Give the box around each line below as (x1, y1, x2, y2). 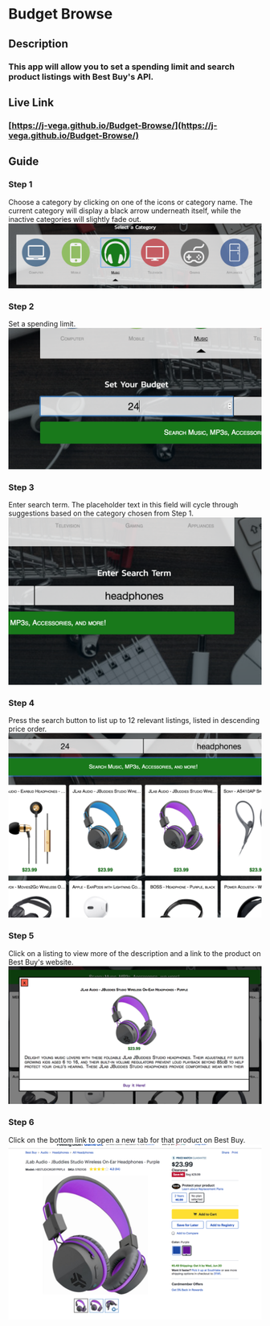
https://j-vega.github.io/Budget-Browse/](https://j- (11, 120, 218, 131)
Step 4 (8, 697, 35, 708)
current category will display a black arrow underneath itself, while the (8, 206, 241, 216)
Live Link (8, 96, 55, 109)
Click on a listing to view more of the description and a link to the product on (8, 948, 261, 958)
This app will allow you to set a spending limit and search (8, 61, 235, 72)
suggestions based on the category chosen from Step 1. (8, 508, 194, 519)
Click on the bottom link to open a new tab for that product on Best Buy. (8, 1135, 246, 1144)
